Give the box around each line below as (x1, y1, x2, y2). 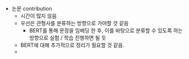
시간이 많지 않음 (20, 12, 57, 19)
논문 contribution (11, 5, 53, 12)
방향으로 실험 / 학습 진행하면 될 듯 (29, 34, 107, 41)
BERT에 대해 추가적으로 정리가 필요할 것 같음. (20, 41, 124, 48)
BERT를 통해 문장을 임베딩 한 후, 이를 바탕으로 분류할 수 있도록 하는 (29, 27, 183, 34)
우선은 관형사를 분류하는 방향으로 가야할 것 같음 (20, 20, 129, 26)
